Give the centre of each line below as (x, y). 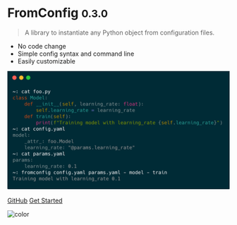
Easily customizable (46, 61)
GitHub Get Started (35, 200)
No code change (42, 46)
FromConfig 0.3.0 (57, 13)
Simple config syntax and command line (76, 54)
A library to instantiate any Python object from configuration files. (120, 32)
